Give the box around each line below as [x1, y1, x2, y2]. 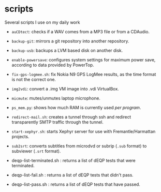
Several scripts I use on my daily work [4, 19, 80, 25]
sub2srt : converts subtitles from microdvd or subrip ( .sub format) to [11, 143, 147, 148]
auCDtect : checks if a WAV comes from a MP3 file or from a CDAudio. [11, 29, 150, 34]
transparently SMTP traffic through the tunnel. [11, 119, 103, 125]
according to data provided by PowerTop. [11, 62, 94, 68]
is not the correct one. [11, 76, 56, 82]
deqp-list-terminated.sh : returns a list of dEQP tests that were [11, 157, 136, 163]
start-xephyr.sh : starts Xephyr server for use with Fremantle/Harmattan [11, 128, 156, 134]
